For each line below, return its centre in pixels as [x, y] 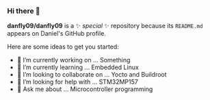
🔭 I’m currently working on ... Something [74, 60]
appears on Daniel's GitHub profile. [56, 34]
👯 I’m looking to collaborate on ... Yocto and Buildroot [92, 75]
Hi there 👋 [24, 11]
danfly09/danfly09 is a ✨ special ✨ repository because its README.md [105, 26]
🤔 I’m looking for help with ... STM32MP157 [77, 82]
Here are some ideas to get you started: [63, 47]
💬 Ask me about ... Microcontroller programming [85, 89]
